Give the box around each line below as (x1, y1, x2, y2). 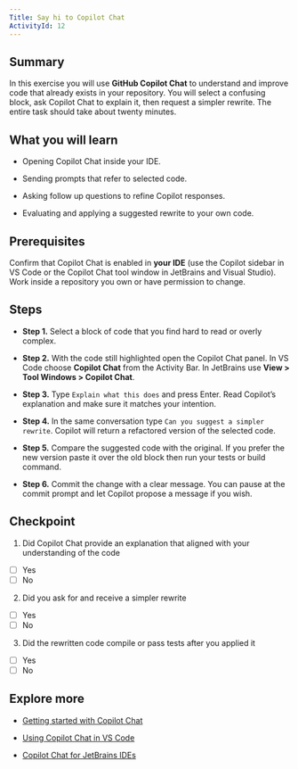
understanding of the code (21, 547, 120, 558)
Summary (9, 54, 65, 70)
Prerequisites (9, 234, 85, 249)
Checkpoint (9, 514, 76, 529)
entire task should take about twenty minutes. (9, 106, 177, 117)
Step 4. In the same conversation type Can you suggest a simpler (21, 416, 265, 426)
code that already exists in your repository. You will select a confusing (9, 87, 266, 98)
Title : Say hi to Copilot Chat (9, 12, 125, 22)
